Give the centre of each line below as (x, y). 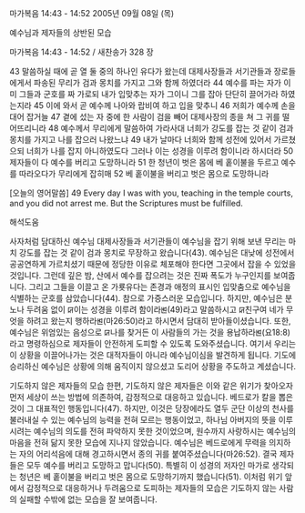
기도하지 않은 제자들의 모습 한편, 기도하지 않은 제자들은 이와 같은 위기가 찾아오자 (152, 386)
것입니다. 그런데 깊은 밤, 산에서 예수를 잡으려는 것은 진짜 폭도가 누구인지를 (140, 275)
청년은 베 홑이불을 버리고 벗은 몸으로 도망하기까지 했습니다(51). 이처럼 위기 (151, 477)
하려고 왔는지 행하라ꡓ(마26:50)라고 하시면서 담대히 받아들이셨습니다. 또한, (158, 321)
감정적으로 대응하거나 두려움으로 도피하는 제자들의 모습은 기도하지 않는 (152, 488)
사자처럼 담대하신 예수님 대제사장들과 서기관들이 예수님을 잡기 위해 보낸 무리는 (148, 241)
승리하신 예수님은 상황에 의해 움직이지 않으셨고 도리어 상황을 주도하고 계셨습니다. (153, 366)
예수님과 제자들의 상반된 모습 (61, 33)
